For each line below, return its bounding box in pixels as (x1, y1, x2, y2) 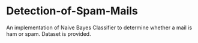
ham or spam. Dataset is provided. (6, 30, 91, 37)
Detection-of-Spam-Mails (6, 4, 138, 18)
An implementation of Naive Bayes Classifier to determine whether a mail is (6, 24, 193, 31)
